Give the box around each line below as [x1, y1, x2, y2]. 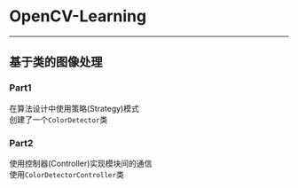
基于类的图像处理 [9, 55, 103, 70]
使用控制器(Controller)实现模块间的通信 [9, 158, 153, 168]
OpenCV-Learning [9, 6, 147, 27]
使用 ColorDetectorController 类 [9, 168, 124, 179]
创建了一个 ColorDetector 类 [9, 114, 108, 125]
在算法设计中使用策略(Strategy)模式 [9, 103, 139, 114]
